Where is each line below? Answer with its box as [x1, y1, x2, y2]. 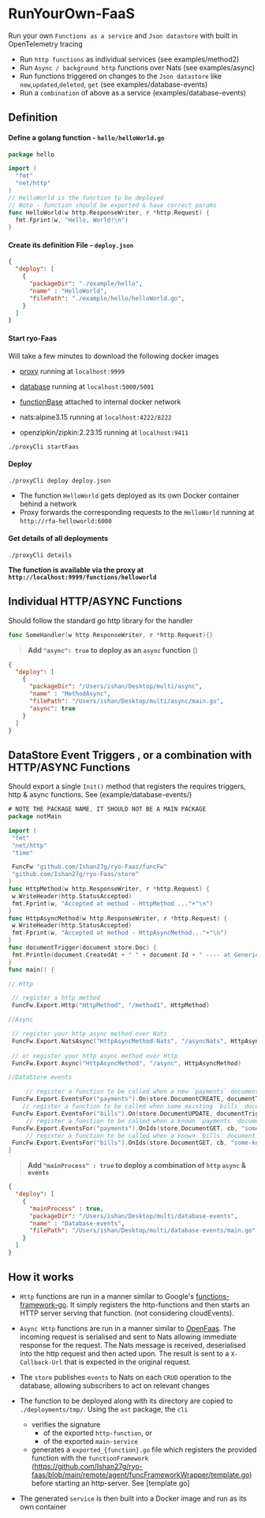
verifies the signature [31, 1419, 101, 1429]
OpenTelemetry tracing [8, 39, 83, 48]
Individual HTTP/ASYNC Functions [8, 595, 183, 608]
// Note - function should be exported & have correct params [8, 201, 217, 209]
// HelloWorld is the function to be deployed [8, 194, 164, 202]
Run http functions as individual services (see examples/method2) [19, 54, 240, 64]
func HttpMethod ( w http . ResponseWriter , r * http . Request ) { [8, 885, 211, 893]
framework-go [19, 1300, 67, 1309]
